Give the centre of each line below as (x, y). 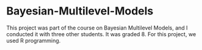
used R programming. (34, 40)
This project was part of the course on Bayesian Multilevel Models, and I (97, 28)
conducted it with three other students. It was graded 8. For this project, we (101, 34)
